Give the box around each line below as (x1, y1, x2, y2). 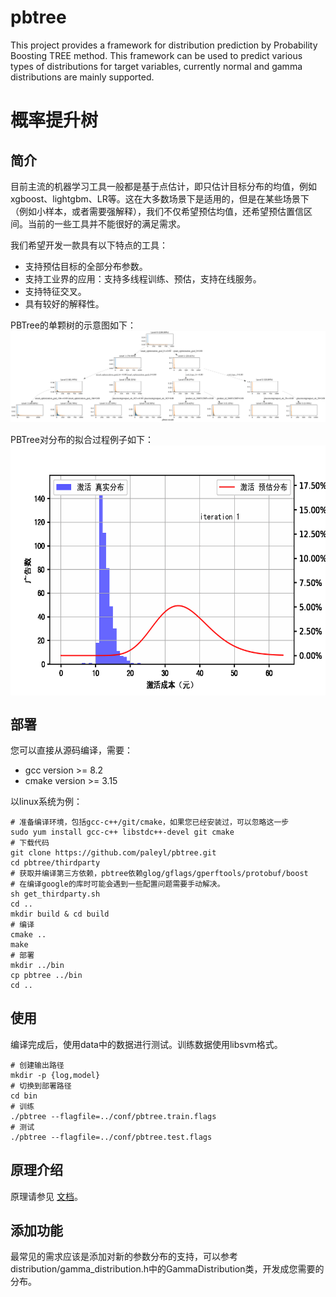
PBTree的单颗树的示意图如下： (10, 319, 137, 331)
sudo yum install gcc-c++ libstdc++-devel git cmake (10, 827, 235, 837)
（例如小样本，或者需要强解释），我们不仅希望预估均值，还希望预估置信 (10, 205, 304, 217)
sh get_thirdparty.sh (10, 889, 101, 899)
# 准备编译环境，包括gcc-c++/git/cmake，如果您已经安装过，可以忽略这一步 (10, 817, 290, 827)
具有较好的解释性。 (24, 297, 105, 310)
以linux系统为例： (10, 795, 83, 807)
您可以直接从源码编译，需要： (10, 744, 133, 756)
